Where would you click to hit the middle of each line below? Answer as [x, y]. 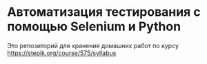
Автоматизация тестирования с [104, 12]
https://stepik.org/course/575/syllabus [62, 53]
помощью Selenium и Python [94, 26]
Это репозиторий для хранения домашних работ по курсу [93, 45]
